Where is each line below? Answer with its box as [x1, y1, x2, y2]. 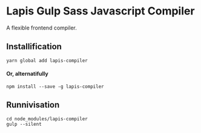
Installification [6, 42, 62, 52]
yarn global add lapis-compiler [6, 57, 88, 64]
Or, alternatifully [6, 70, 48, 78]
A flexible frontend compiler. [6, 24, 77, 31]
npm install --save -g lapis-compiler [6, 83, 104, 90]
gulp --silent [6, 121, 42, 127]
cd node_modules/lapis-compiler [6, 116, 88, 122]
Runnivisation [6, 100, 60, 110]
